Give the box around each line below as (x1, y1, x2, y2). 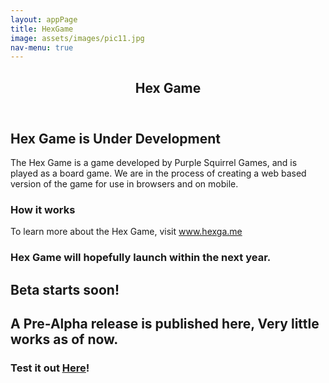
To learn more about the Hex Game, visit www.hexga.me (10, 226, 243, 238)
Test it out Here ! (10, 361, 90, 375)
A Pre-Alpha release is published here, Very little (10, 316, 320, 333)
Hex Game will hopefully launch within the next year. (10, 251, 272, 265)
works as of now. (10, 331, 119, 348)
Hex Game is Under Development (10, 130, 221, 147)
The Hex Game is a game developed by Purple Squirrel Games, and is (10, 157, 298, 169)
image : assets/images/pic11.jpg (10, 33, 145, 43)
